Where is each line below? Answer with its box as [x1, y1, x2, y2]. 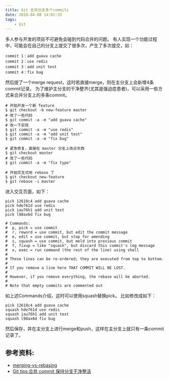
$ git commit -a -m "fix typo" [5, 161, 71, 166]
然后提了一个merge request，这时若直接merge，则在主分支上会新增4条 [5, 79, 154, 85]
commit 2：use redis [5, 59, 48, 64]
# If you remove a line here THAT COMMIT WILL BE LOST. [5, 265, 125, 271]
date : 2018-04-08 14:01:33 [5, 12, 62, 17]
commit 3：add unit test [5, 65, 57, 70]
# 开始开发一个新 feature [5, 103, 55, 108]
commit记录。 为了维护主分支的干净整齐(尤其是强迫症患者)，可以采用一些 [5, 86, 158, 92]
